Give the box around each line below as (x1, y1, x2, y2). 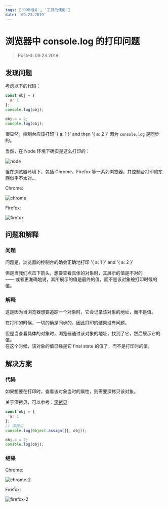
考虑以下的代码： (5, 83, 41, 89)
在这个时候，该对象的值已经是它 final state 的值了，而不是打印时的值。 (5, 343, 153, 349)
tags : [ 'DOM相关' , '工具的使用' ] (5, 7, 71, 13)
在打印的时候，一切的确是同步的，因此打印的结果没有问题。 (5, 320, 130, 326)
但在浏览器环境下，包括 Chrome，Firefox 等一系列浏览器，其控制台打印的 (5, 168, 158, 175)
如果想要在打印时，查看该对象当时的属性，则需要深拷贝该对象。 (5, 388, 138, 395)
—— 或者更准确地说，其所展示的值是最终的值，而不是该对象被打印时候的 (5, 277, 157, 283)
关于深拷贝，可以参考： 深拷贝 (5, 399, 67, 405)
